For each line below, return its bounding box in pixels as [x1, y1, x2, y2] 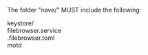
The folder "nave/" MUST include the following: [7, 6, 142, 14]
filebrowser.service [7, 27, 62, 34]
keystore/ [7, 19, 34, 27]
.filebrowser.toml [7, 34, 55, 42]
